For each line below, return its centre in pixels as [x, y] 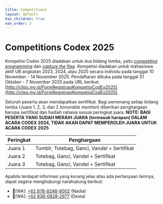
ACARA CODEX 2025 [27, 128]
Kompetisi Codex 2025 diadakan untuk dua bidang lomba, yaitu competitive [81, 61]
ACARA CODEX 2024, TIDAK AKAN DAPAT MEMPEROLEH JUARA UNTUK [81, 123]
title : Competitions [26, 10]
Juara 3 [16, 164]
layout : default [22, 14]
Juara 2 [16, 156]
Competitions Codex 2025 [60, 48]
